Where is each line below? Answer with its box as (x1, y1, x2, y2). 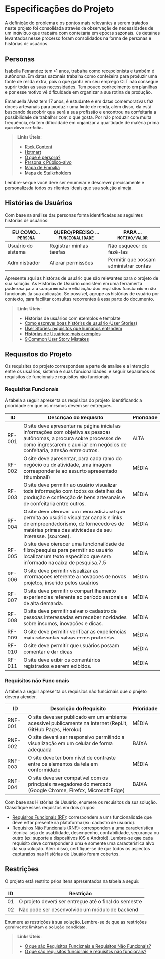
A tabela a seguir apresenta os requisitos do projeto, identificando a (5, 397, 142, 403)
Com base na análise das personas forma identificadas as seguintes (5, 212, 143, 218)
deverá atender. (5, 693, 37, 700)
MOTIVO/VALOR (117, 235, 148, 241)
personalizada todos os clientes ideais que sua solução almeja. (5, 185, 133, 191)
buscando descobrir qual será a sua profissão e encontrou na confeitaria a (5, 109, 156, 115)
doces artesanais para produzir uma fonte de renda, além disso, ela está (5, 103, 152, 109)
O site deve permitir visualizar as (23, 567, 99, 574)
